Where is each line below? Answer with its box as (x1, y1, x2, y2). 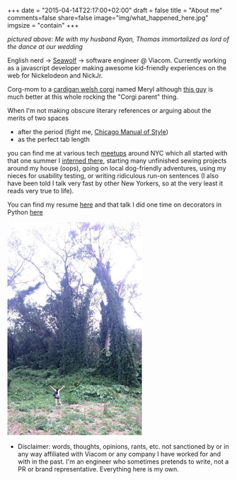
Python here (7, 208, 44, 216)
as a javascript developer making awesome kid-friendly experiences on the (7, 64, 227, 72)
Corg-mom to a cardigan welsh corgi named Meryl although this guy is (7, 85, 214, 93)
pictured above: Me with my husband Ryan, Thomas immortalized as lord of (7, 35, 230, 43)
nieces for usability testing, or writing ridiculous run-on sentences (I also (7, 172, 219, 180)
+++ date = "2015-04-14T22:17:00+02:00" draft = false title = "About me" (7, 6, 223, 14)
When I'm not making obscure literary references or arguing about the (7, 107, 212, 114)
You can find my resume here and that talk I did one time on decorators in (7, 200, 221, 209)
